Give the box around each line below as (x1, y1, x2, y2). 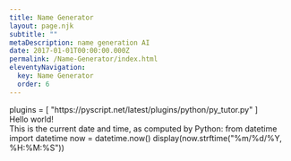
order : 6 (17, 80, 50, 89)
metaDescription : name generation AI (9, 38, 150, 47)
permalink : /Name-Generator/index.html (9, 55, 158, 64)
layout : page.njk (9, 21, 74, 30)
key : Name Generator (17, 72, 94, 80)
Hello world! (9, 114, 54, 124)
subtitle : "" (9, 30, 58, 38)
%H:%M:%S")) (9, 142, 65, 153)
